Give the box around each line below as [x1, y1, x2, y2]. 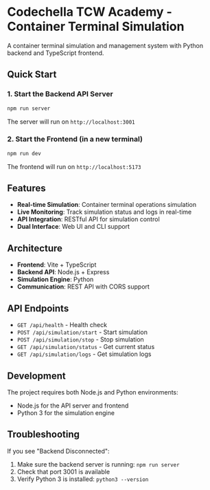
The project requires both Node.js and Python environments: [7, 388, 178, 396]
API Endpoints [7, 302, 69, 314]
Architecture [7, 242, 63, 254]
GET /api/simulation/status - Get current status [16, 343, 155, 351]
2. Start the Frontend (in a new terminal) [7, 135, 143, 144]
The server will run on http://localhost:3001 [7, 118, 135, 126]
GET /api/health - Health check [16, 321, 108, 329]
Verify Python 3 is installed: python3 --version [16, 475, 149, 483]
